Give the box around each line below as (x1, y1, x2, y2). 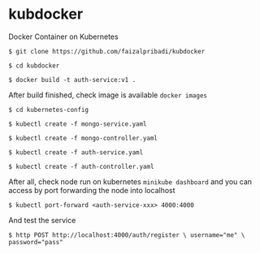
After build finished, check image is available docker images (8, 90, 208, 100)
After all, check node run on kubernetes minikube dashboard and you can (8, 176, 253, 187)
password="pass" (8, 238, 63, 246)
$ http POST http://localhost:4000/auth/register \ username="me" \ (8, 230, 245, 239)
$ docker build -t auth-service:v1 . (8, 75, 136, 84)
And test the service (8, 215, 76, 225)
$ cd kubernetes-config (8, 105, 89, 114)
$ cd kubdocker (8, 62, 60, 70)
